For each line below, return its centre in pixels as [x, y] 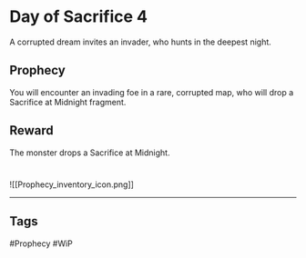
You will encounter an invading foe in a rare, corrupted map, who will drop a [152, 92]
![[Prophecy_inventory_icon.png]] [72, 184]
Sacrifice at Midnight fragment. [68, 102]
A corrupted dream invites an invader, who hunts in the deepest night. [140, 42]
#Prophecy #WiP [41, 243]
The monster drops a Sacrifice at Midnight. [90, 153]
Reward [32, 130]
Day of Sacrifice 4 [79, 17]
